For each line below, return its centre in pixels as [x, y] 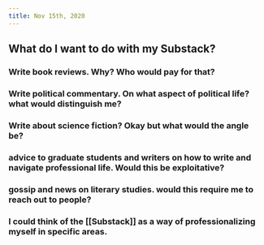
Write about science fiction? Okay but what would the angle [129, 125]
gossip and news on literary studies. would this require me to [131, 189]
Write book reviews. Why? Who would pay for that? [112, 71]
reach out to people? [50, 200]
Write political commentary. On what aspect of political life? [129, 93]
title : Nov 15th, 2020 [47, 16]
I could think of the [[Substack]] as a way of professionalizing [132, 221]
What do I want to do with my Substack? [112, 49]
